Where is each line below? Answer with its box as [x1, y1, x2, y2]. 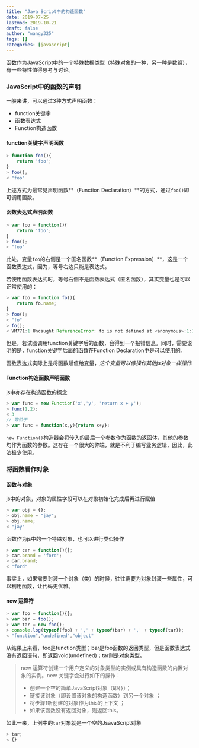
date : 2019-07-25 [6, 14, 49, 20]
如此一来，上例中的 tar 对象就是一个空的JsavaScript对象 [6, 719, 142, 726]
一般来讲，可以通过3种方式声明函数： [6, 97, 98, 104]
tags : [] [6, 36, 28, 42]
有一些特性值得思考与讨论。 [6, 66, 74, 73]
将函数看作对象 [6, 465, 49, 473]
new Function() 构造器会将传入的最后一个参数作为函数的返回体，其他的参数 [6, 434, 189, 441]
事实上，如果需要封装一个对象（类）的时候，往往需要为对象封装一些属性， [6, 575, 188, 582]
